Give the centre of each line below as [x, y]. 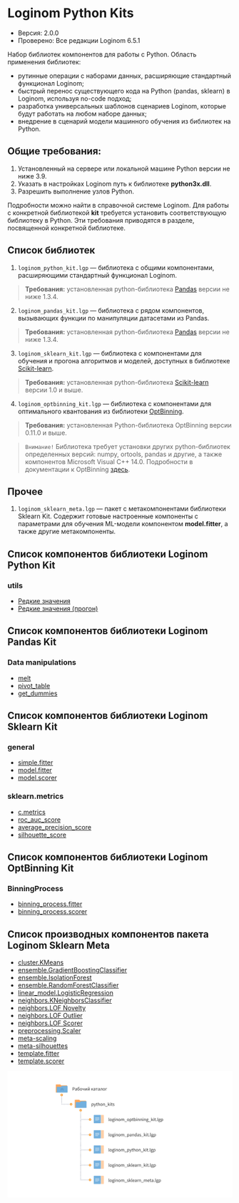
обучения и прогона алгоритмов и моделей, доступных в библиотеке [124, 361]
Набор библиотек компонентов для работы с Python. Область [102, 54]
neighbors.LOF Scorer [50, 1023]
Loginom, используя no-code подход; [75, 99]
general [21, 748]
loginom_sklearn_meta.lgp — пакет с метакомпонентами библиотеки [122, 509]
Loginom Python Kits [71, 13]
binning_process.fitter [50, 904]
